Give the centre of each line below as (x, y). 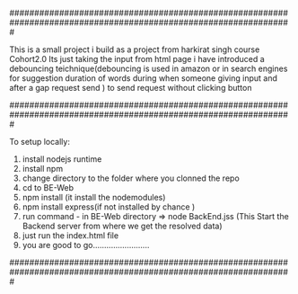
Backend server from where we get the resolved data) (122, 226)
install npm (43, 169)
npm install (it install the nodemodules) (94, 197)
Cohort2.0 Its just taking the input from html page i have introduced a (137, 59)
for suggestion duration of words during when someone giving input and (144, 78)
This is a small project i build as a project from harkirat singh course (135, 49)
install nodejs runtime (62, 159)
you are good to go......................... (86, 245)
